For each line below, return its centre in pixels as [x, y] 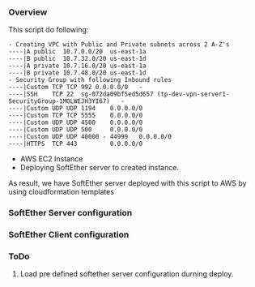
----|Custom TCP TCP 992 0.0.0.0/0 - [76, 88]
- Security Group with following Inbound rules [90, 80]
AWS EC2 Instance [51, 159]
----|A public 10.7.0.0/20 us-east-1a [78, 52]
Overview [28, 12]
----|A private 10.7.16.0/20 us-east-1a [78, 66]
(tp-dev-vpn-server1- [193, 94]
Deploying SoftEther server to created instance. [100, 168]
